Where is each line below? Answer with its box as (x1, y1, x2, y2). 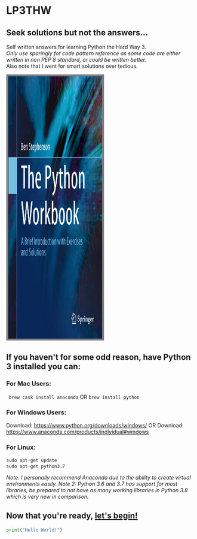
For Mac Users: (6, 380, 52, 388)
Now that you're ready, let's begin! (6, 510, 138, 520)
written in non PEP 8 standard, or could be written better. (6, 56, 146, 63)
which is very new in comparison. (6, 493, 89, 501)
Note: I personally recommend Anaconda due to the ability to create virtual (6, 474, 191, 481)
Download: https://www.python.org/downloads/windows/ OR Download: (6, 421, 184, 429)
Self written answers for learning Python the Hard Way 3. (6, 43, 146, 50)
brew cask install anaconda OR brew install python (8, 393, 140, 401)
